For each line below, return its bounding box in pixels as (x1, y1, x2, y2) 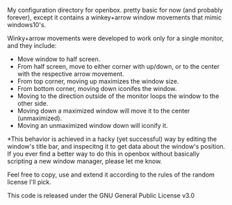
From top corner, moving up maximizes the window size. (17, 77, 179, 85)
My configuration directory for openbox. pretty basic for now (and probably (7, 6, 224, 14)
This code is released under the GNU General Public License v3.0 (7, 191, 195, 199)
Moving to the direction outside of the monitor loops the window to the (17, 92, 219, 100)
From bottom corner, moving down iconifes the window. (17, 85, 177, 92)
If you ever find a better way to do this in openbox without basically (7, 149, 200, 158)
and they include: (7, 42, 57, 49)
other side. (17, 99, 49, 107)
